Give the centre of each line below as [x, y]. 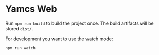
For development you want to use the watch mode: [59, 39]
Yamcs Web [31, 9]
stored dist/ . [19, 28]
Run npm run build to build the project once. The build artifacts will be [80, 23]
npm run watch [21, 48]
